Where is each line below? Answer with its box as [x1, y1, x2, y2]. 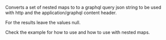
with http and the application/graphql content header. [5, 10, 117, 16]
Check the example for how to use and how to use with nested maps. [5, 29, 150, 35]
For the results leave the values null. [5, 20, 81, 25]
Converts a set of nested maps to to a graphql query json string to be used [5, 5, 161, 10]
